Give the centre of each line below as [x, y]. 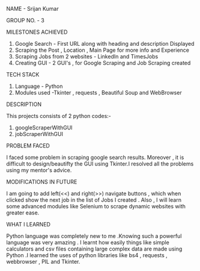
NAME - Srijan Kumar [32, 9]
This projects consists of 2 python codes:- [59, 116]
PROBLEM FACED [28, 146]
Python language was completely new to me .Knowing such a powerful [94, 236]
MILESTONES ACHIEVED [37, 32]
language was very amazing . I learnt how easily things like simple [88, 242]
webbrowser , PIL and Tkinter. [43, 262]
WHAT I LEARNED [29, 224]
